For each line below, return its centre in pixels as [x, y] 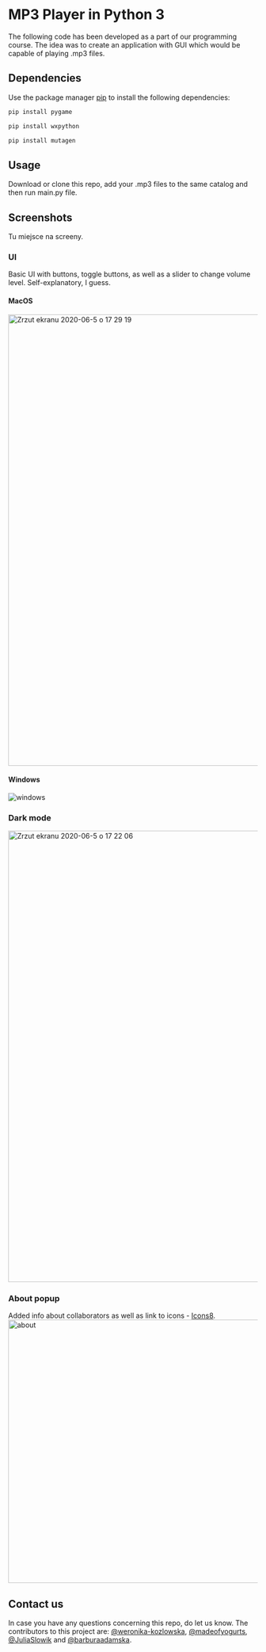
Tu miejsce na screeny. [46, 236]
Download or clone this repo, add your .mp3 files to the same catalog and [128, 185]
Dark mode [30, 817]
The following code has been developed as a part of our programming [123, 36]
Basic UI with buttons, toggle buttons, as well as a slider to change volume [129, 274]
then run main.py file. [43, 192]
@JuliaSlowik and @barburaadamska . [70, 1640]
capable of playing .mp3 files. [57, 53]
